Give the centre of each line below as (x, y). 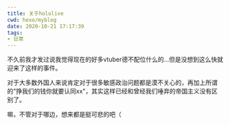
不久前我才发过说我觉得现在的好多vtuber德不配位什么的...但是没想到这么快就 (115, 60)
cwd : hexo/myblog (32, 20)
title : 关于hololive (35, 13)
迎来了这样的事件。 (34, 68)
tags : (15, 33)
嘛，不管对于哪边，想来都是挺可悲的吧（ (64, 115)
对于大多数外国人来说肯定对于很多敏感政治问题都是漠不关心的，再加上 (106, 82)
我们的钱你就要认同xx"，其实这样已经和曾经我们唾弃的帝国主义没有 (117, 91)
